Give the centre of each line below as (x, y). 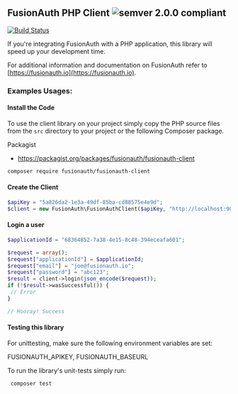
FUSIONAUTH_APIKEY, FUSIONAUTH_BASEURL (78, 357)
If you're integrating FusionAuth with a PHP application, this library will (110, 44)
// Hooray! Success (36, 311)
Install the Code (31, 108)
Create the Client (33, 187)
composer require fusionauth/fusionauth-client (79, 171)
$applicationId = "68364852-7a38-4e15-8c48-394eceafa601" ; (96, 240)
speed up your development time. (57, 51)
